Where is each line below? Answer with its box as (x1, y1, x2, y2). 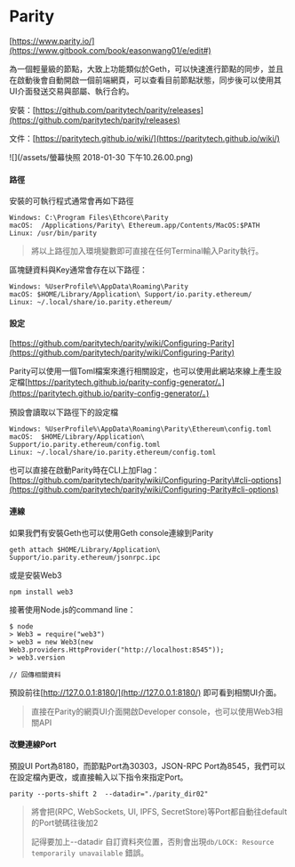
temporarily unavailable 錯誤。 (30, 847, 149, 858)
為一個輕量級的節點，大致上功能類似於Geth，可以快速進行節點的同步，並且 (9, 63, 284, 74)
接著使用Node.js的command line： (9, 604, 136, 615)
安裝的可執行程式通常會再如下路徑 (9, 196, 134, 207)
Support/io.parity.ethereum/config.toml (9, 441, 162, 450)
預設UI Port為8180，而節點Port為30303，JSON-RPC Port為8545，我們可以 (9, 760, 286, 771)
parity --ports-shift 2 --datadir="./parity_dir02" (9, 790, 209, 798)
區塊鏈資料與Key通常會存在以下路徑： (9, 264, 148, 275)
